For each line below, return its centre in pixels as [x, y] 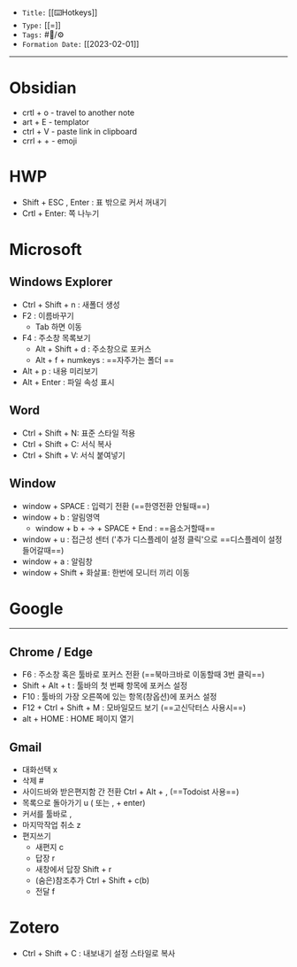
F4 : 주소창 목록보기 [56, 337]
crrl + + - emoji [49, 141]
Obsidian [43, 88]
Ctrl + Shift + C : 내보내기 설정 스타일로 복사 [99, 953]
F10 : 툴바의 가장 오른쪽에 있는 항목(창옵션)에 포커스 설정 [119, 697]
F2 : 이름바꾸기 [48, 315]
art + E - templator [56, 121]
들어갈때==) [43, 550]
